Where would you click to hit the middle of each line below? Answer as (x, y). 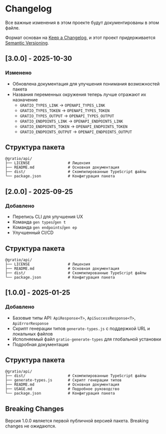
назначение (25, 99)
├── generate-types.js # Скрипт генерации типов (63, 380)
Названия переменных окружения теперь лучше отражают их (79, 94)
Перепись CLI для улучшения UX (48, 217)
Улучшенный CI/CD (33, 232)
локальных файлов (32, 333)
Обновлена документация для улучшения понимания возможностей (86, 83)
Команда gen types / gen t (39, 222)
